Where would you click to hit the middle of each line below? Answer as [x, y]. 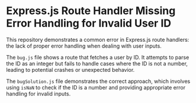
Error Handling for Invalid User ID [89, 23]
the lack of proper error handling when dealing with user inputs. [84, 46]
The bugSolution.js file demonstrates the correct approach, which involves [98, 81]
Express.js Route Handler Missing [91, 11]
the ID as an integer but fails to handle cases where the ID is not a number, [97, 64]
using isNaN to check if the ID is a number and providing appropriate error [96, 87]
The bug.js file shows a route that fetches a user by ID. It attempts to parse [98, 57]
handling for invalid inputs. [38, 94]
